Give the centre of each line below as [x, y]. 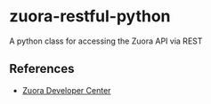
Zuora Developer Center [66, 90]
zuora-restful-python [90, 16]
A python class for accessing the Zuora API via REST [106, 41]
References [42, 69]
